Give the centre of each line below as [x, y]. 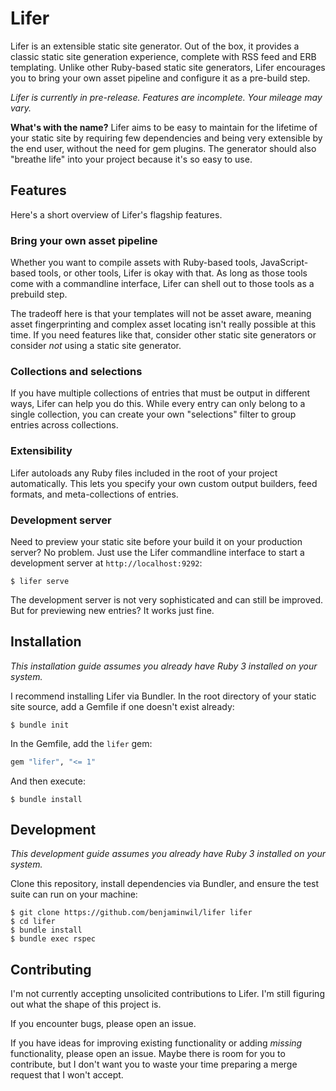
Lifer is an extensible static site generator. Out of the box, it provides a [155, 46]
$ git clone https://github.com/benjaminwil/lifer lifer [131, 913]
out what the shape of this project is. [86, 1004]
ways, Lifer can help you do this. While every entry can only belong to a [158, 404]
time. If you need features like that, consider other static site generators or [163, 335]
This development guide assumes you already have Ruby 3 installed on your [168, 854]
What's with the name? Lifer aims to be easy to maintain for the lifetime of [164, 127]
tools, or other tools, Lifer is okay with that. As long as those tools [173, 273]
